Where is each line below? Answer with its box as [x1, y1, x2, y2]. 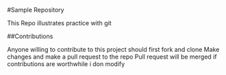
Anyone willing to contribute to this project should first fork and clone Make [7, 46, 220, 53]
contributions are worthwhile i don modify [7, 60, 125, 67]
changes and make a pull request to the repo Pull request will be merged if [7, 52, 217, 61]
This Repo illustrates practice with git [7, 19, 112, 27]
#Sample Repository [7, 6, 64, 14]
